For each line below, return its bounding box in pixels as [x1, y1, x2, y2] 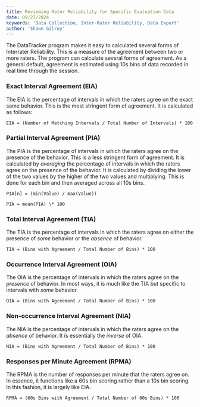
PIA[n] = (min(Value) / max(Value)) [6, 191, 97, 197]
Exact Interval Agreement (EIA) [6, 82, 98, 90]
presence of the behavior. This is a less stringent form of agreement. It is [6, 154, 185, 161]
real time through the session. [6, 67, 79, 75]
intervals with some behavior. [6, 286, 79, 293]
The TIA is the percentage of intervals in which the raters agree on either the [6, 228, 194, 236]
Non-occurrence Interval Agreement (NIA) [6, 312, 132, 320]
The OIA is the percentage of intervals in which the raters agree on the [6, 274, 179, 281]
